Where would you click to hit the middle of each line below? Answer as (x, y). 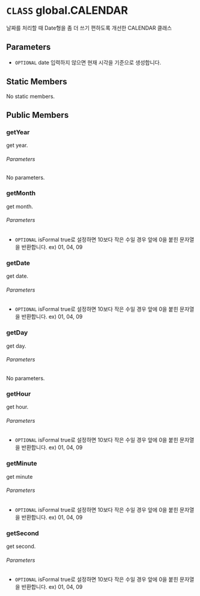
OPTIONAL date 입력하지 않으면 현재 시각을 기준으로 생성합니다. (88, 62)
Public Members (38, 115)
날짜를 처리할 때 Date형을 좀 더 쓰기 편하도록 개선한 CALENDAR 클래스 (89, 28)
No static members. (31, 96)
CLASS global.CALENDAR (67, 11)
